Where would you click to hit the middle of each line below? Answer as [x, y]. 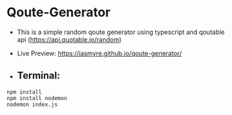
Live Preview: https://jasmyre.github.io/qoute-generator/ [99, 53]
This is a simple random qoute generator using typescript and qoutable [121, 32]
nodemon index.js [32, 104]
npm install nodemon [37, 98]
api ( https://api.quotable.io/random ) [69, 39]
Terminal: [39, 76]
